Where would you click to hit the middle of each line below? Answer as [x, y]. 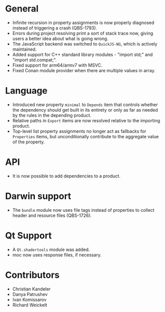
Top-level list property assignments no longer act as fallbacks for [79, 131]
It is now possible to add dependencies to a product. [66, 176]
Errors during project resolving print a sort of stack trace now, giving [83, 33]
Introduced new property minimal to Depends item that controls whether [85, 104]
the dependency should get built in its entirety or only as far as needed [85, 110]
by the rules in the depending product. [52, 115]
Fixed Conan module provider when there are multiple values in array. [84, 70]
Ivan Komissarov [29, 299]
